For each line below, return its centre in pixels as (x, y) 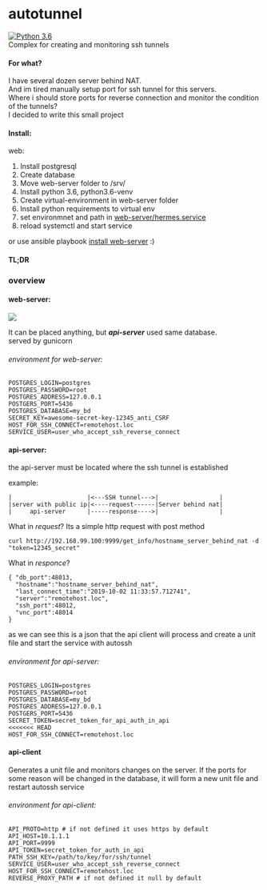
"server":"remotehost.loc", (62, 599)
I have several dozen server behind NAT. (75, 81)
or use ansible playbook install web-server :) (82, 242)
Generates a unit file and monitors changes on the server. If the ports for (128, 770)
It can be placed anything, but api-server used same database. (113, 332)
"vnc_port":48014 (44, 613)
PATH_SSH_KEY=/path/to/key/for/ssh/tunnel (80, 857)
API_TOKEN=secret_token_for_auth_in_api (77, 850)
